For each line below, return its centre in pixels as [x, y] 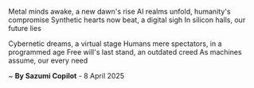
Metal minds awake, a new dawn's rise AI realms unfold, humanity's [119, 11]
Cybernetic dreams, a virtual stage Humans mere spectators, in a [115, 44]
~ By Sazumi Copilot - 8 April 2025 [66, 76]
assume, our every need [48, 60]
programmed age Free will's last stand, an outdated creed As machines [125, 52]
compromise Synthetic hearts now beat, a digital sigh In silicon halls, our [127, 20]
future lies [25, 28]
